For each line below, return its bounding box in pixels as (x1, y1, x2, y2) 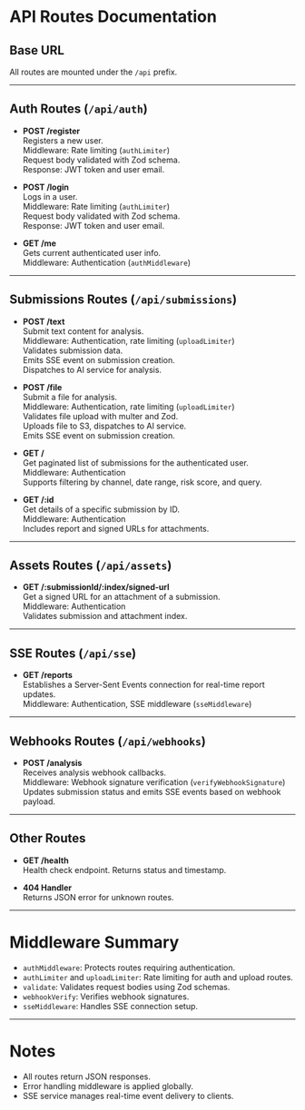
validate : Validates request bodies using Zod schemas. (22, 981, 231, 992)
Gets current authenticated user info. (22, 247, 162, 258)
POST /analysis (22, 758, 83, 769)
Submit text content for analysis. (22, 325, 144, 337)
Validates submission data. (22, 345, 123, 356)
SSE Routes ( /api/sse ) (9, 645, 137, 661)
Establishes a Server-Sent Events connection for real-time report (22, 679, 265, 691)
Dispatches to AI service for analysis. (22, 364, 162, 375)
